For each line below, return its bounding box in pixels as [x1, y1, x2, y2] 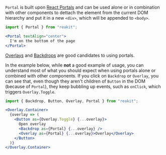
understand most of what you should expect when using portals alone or [5, 67, 156, 73]
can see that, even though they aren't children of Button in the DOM [5, 78, 146, 84]
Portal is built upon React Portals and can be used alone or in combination [5, 5, 160, 10]
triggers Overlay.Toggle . [5, 89, 56, 95]
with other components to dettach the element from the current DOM [5, 10, 148, 16]
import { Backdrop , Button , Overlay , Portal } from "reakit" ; [5, 98, 138, 104]
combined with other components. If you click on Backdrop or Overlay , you [5, 72, 159, 79]
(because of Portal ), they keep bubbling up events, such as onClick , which [5, 83, 161, 90]
